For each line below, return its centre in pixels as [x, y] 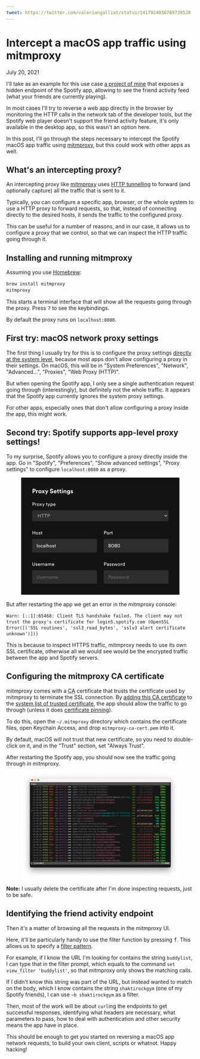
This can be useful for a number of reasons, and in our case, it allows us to [98, 226]
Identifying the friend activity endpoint [80, 914]
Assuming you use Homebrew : [44, 272]
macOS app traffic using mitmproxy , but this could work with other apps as [98, 145]
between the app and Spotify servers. [53, 657]
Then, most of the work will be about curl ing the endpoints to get [87, 1006]
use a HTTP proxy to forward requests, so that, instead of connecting [92, 208]
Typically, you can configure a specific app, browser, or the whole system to [100, 202]
